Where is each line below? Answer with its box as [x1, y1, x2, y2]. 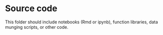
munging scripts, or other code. [5, 24, 69, 30]
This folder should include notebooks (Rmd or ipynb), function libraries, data [5, 19, 158, 25]
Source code [5, 3, 57, 14]
